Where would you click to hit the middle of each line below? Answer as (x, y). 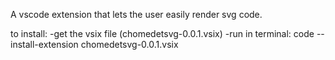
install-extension (44, 44)
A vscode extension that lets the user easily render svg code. (136, 14)
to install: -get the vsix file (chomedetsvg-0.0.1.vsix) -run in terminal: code (162, 33)
